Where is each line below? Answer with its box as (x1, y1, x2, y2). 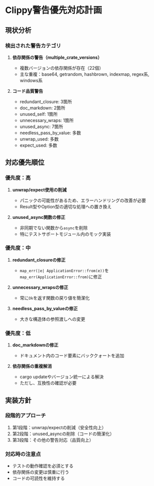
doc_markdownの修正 (12, 342, 59, 348)
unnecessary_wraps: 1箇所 (19, 117, 74, 123)
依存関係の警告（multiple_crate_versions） (12, 54, 102, 60)
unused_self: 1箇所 (19, 111, 58, 117)
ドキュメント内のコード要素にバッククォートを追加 (19, 352, 125, 359)
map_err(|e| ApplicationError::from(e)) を (19, 267, 109, 273)
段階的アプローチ (5, 412, 46, 419)
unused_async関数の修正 (12, 214, 66, 220)
